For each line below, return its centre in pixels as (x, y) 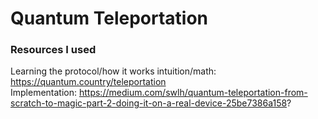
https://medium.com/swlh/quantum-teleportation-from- (193, 93)
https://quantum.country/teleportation (88, 82)
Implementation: (44, 93)
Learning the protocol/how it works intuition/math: (113, 71)
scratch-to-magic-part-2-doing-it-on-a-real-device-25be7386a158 (149, 103)
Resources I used (53, 50)
